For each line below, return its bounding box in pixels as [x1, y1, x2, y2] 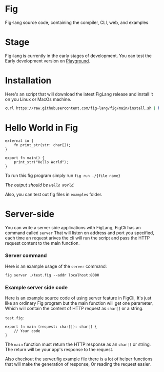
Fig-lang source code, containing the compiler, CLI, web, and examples [5, 20, 149, 25]
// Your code [14, 329, 41, 333]
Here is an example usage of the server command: [5, 263, 107, 269]
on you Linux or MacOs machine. [5, 96, 72, 102]
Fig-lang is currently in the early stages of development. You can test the [5, 53, 152, 59]
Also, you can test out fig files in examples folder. [5, 191, 102, 197]
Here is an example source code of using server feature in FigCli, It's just [5, 295, 152, 301]
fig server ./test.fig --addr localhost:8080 [5, 273, 99, 277]
